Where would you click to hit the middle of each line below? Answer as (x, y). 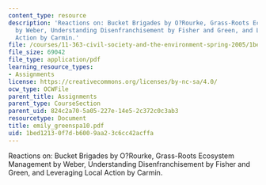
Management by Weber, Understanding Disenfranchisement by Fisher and (129, 164)
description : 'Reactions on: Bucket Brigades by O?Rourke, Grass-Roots (129, 23)
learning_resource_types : (51, 67)
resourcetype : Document (47, 119)
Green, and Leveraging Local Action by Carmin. (85, 172)
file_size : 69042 (37, 52)
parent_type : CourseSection (55, 104)
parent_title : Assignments (53, 96)
